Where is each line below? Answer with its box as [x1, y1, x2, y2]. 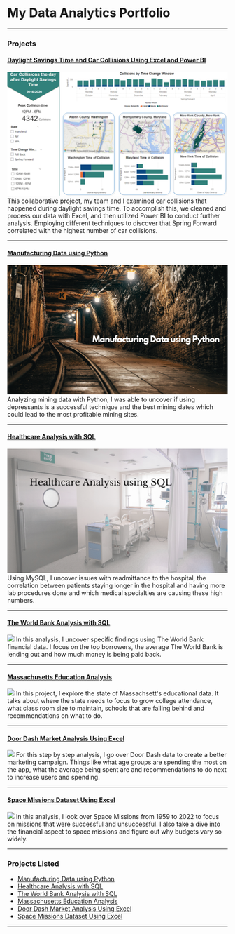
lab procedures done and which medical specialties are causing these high [7, 588, 223, 597]
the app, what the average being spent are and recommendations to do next [7, 766, 227, 774]
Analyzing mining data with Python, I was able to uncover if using [7, 395, 196, 403]
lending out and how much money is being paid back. [7, 651, 162, 659]
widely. [7, 834, 28, 843]
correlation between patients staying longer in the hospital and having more [7, 581, 225, 589]
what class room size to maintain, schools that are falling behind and [7, 704, 205, 713]
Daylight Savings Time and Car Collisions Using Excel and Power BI [7, 56, 206, 65]
